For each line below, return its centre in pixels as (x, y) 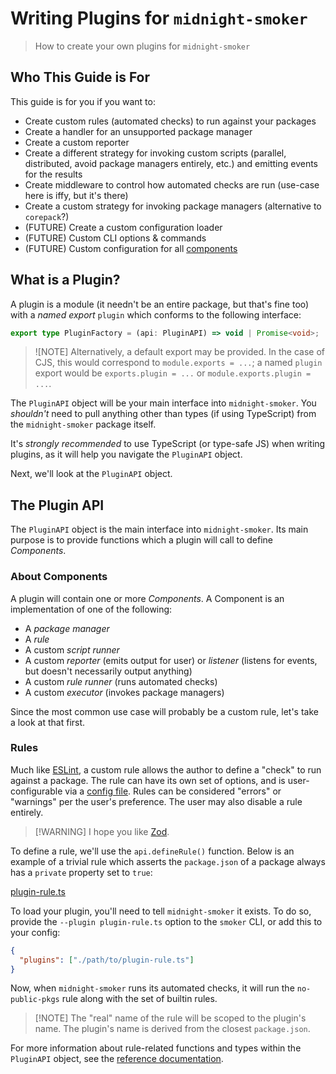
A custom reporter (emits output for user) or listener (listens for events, (171, 660)
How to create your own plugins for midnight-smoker (142, 46)
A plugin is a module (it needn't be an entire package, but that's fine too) (160, 304)
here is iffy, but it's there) (76, 195)
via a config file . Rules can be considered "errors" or (173, 791)
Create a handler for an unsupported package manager (138, 131)
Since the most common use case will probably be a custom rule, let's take (164, 711)
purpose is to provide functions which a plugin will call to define (142, 540)
